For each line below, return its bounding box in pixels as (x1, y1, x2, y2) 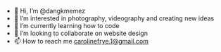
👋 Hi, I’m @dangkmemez (13, 7, 86, 15)
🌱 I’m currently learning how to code (13, 22, 120, 30)
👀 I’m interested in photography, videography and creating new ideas (13, 14, 215, 22)
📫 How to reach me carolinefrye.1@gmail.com (13, 37, 149, 45)
